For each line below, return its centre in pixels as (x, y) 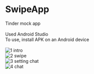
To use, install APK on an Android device (47, 40)
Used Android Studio (27, 34)
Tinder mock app (23, 23)
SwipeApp (27, 9)
